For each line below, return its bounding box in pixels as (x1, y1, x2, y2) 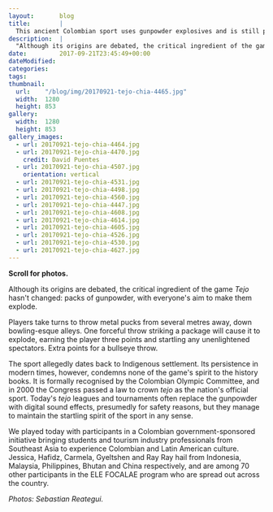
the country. (8, 478, 50, 488)
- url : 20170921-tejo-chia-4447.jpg (15, 201, 140, 209)
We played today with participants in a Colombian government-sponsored (8, 426, 256, 436)
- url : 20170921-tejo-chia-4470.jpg (15, 148, 140, 156)
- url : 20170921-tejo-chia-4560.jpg (15, 193, 140, 202)
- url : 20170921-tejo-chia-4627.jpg (15, 246, 140, 254)
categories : (8, 65, 49, 73)
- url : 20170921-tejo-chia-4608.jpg (15, 208, 140, 216)
